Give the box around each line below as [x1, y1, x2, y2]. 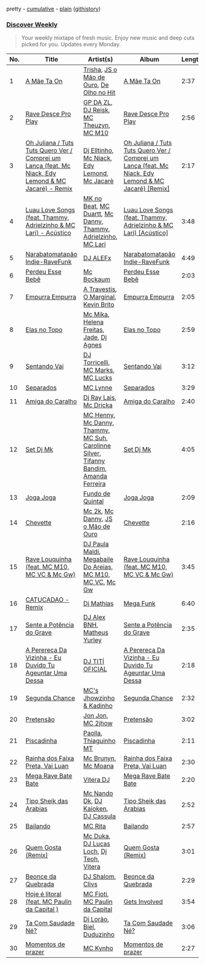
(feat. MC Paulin [25, 897, 72, 906]
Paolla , [83, 729, 103, 738]
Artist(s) [87, 55, 113, 63]
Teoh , [83, 855, 99, 863]
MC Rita [83, 822, 106, 830]
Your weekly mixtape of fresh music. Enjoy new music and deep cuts [21, 34, 195, 41]
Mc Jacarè [83, 177, 114, 185]
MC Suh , [83, 434, 108, 442]
